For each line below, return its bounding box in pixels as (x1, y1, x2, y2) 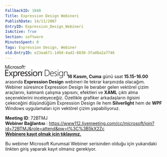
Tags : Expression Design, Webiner (5, 45, 77, 50)
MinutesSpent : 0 (5, 40, 39, 45)
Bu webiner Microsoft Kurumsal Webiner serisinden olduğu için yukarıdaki (5, 140, 157, 146)
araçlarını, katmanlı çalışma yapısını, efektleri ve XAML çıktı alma (5, 89, 138, 95)
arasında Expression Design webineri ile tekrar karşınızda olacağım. (5, 78, 146, 84)
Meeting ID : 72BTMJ (5, 115, 48, 121)
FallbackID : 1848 (5, 8, 41, 13)
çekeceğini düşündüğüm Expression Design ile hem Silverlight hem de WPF (5, 100, 162, 106)
